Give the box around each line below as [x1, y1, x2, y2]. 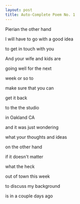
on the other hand [5, 144, 43, 150]
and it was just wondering [5, 124, 59, 130]
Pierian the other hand [5, 26, 51, 32]
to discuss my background [5, 183, 60, 189]
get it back [5, 95, 28, 101]
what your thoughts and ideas [5, 134, 67, 140]
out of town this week [5, 173, 50, 179]
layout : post [5, 7, 33, 13]
